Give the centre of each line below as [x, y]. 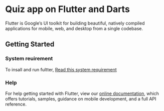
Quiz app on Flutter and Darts [68, 9]
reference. [16, 104]
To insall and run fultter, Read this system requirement [61, 69]
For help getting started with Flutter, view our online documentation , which [82, 93]
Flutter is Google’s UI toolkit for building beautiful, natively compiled [75, 23]
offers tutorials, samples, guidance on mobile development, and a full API [81, 98]
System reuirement [29, 59]
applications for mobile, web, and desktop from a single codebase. [74, 28]
